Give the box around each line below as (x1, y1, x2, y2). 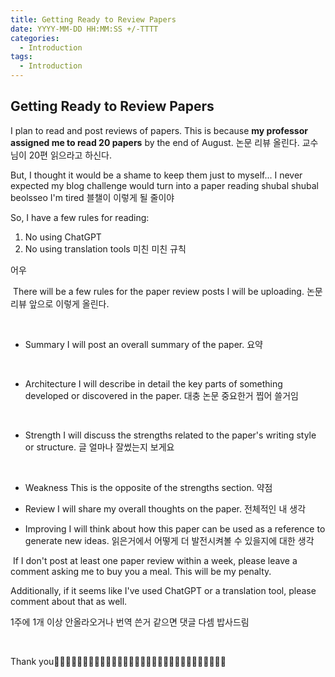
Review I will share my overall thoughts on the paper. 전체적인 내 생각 (24, 502, 307, 515)
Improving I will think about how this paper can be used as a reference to (24, 522, 326, 535)
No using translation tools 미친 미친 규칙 (24, 242, 187, 255)
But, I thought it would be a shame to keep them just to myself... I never (10, 169, 303, 181)
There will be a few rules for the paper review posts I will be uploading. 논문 (12, 285, 323, 297)
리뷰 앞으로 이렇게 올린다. (10, 297, 110, 310)
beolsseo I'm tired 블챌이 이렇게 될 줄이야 (10, 191, 175, 203)
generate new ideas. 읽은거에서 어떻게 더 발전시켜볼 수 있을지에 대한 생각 (24, 534, 315, 546)
